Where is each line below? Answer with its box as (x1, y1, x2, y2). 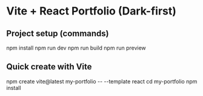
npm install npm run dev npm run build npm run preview (6, 44, 147, 51)
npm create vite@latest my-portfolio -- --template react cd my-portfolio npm (6, 77, 198, 85)
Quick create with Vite (6, 62, 92, 72)
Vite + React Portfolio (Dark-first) (6, 4, 177, 18)
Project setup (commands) (6, 28, 109, 39)
